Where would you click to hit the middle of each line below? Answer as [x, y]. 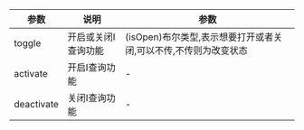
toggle [28, 43]
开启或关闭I [91, 37]
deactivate [36, 104]
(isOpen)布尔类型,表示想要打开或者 [199, 37]
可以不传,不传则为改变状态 [192, 51]
